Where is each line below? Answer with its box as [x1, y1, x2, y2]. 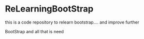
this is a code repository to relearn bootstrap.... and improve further [5, 19, 139, 25]
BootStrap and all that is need [5, 28, 64, 34]
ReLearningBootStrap [5, 3, 94, 14]
